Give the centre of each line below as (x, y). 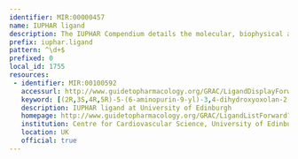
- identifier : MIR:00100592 (65, 83)
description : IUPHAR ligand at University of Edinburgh (126, 108)
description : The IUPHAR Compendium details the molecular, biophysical (146, 34)
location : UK (45, 132)
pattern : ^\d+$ (37, 50)
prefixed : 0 (31, 58)
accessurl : (41, 91)
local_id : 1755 (37, 67)
